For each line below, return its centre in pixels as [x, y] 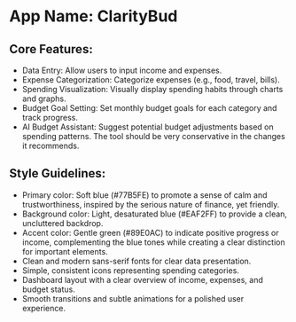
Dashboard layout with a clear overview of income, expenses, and [142, 279]
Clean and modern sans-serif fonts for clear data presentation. [136, 261]
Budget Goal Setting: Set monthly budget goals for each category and [149, 108]
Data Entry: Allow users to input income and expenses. [122, 70]
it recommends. [51, 145]
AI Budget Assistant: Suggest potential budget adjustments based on [148, 127]
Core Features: [51, 49]
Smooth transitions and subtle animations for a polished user [133, 298]
